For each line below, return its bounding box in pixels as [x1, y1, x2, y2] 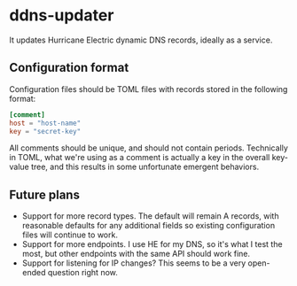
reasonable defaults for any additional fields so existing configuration [21, 220, 276, 231]
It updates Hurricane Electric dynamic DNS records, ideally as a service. [9, 35, 273, 45]
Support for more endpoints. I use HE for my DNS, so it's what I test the [21, 239, 283, 250]
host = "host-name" [9, 119, 82, 128]
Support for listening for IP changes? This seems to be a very [21, 258, 246, 268]
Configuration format [9, 60, 129, 75]
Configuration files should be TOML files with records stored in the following [9, 83, 288, 94]
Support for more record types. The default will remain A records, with [21, 211, 279, 221]
